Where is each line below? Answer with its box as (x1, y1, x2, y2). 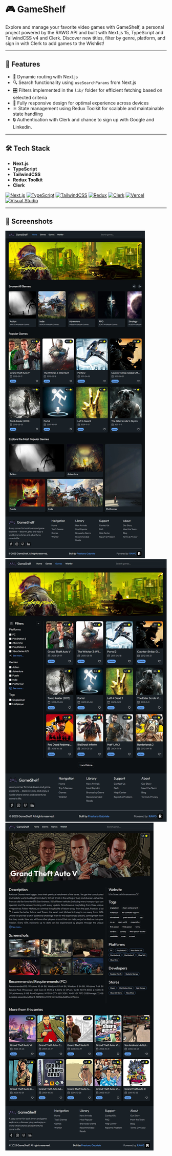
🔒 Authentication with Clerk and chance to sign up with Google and (12, 116, 155, 122)
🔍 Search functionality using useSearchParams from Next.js (12, 79, 137, 86)
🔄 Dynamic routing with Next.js (12, 73, 78, 79)
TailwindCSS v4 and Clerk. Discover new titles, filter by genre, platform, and (5, 35, 165, 41)
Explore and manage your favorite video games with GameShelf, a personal (5, 24, 164, 30)
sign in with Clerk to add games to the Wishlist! (5, 40, 104, 46)
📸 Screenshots (5, 217, 53, 225)
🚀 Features (5, 60, 40, 69)
